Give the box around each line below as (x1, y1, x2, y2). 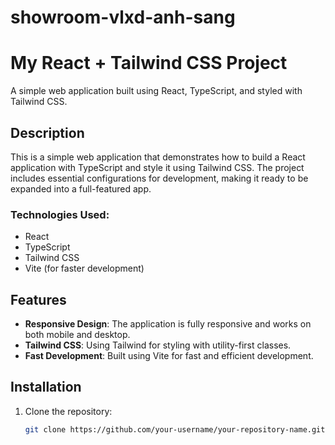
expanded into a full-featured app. (10, 182, 152, 195)
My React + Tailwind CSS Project (10, 52, 288, 75)
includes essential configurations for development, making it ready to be (10, 172, 309, 184)
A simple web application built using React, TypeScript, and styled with (10, 85, 303, 97)
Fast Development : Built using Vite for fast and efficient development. (24, 350, 314, 362)
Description (10, 124, 85, 141)
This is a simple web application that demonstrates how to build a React (10, 151, 306, 163)
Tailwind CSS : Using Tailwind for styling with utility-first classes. (24, 339, 292, 351)
